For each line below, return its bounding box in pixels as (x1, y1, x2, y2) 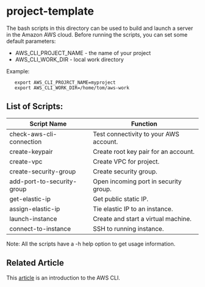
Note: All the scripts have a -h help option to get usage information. (6, 240, 176, 247)
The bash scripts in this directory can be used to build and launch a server (6, 24, 193, 32)
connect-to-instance (9, 224, 71, 233)
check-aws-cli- (9, 129, 57, 138)
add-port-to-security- (9, 177, 77, 186)
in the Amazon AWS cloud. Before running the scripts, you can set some (6, 31, 188, 38)
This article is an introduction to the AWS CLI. (6, 274, 120, 282)
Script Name (29, 119, 67, 128)
